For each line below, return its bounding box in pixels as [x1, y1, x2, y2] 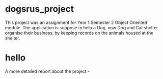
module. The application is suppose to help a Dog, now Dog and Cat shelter [5, 24, 158, 30]
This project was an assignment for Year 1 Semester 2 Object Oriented [5, 20, 147, 25]
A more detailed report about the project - [5, 68, 90, 74]
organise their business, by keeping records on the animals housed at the [5, 30, 154, 36]
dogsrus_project [5, 3, 74, 15]
